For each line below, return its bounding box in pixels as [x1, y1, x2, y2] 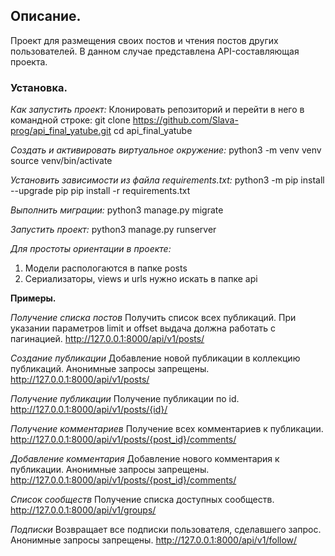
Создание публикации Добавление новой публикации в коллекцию [10, 352, 301, 364]
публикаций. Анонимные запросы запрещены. [10, 363, 210, 375]
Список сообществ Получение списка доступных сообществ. [10, 494, 275, 506]
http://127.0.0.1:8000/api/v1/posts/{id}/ [10, 404, 168, 416]
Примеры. [10, 292, 57, 304]
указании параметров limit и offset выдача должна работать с [10, 322, 277, 334]
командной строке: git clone [10, 114, 131, 126]
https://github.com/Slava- [132, 114, 239, 126]
